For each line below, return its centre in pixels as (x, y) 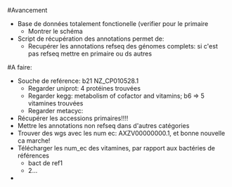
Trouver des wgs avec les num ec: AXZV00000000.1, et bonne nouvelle (121, 133)
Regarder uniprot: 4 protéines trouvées (84, 88)
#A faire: (20, 67)
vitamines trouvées (56, 103)
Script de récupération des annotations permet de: (91, 39)
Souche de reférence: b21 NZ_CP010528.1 (78, 81)
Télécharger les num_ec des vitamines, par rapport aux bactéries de (116, 148)
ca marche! (34, 141)
